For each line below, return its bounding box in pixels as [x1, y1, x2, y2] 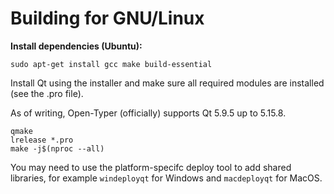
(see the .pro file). [10, 87, 84, 99]
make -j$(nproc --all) [10, 143, 105, 154]
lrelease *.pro [10, 135, 74, 145]
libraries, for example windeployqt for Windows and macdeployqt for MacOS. [10, 172, 323, 184]
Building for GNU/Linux [10, 7, 205, 30]
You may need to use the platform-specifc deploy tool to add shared [10, 161, 292, 173]
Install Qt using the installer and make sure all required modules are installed [10, 77, 325, 89]
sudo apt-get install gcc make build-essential [10, 59, 213, 69]
